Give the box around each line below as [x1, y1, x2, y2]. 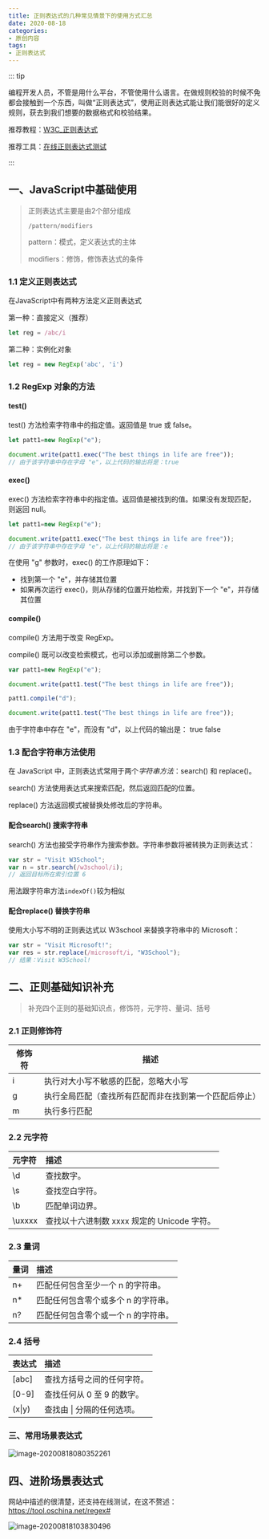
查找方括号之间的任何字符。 [44, 1374, 150, 1385]
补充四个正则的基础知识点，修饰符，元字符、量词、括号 [27, 1003, 211, 1013]
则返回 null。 [8, 504, 50, 514]
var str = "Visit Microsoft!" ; [8, 941, 113, 949]
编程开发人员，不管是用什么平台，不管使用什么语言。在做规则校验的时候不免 [8, 87, 261, 97]
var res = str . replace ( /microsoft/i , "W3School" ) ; [8, 948, 181, 957]
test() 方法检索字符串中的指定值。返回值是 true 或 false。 [8, 420, 196, 429]
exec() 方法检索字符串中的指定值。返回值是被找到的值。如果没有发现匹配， [8, 494, 256, 504]
